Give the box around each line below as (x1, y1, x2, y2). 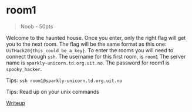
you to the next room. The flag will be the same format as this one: (6, 40, 167, 47)
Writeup (6, 99, 25, 106)
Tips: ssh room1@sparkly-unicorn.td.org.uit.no (6, 77, 122, 84)
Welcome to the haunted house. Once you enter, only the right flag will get (6, 34, 186, 41)
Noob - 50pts (20, 23, 53, 30)
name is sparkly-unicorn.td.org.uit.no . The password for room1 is (6, 59, 170, 66)
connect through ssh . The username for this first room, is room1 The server (6, 53, 186, 60)
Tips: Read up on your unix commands (6, 88, 100, 95)
